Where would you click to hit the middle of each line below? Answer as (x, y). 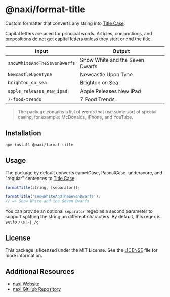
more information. (24, 256)
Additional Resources (40, 271)
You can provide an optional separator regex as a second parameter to (79, 211)
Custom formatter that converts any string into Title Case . (65, 23)
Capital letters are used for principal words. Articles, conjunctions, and (79, 33)
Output (121, 51)
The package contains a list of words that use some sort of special (87, 112)
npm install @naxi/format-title (39, 145)
